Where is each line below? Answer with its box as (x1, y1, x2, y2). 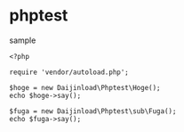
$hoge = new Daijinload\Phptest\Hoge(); (9, 83, 162, 92)
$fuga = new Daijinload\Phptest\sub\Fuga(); (9, 106, 177, 116)
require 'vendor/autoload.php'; (9, 68, 129, 77)
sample (9, 35, 36, 45)
